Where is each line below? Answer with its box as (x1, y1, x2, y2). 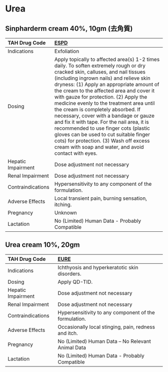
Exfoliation (54, 48, 79, 55)
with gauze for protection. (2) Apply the (54, 94, 147, 100)
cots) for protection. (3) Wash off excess (54, 137, 150, 144)
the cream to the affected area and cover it (54, 87, 155, 94)
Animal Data (57, 344, 86, 351)
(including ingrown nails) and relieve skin (54, 75, 151, 82)
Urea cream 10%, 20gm (5, 241, 80, 249)
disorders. (57, 270, 81, 277)
